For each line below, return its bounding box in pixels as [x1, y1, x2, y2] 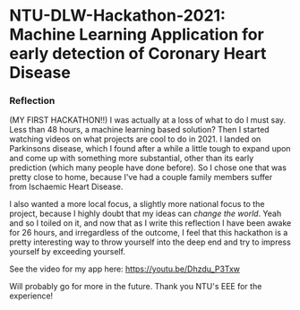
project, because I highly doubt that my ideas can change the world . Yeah [9, 208, 282, 220]
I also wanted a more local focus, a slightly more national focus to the [9, 199, 265, 210]
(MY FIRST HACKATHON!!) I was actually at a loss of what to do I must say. [9, 115, 287, 125]
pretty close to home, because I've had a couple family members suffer [9, 172, 273, 183]
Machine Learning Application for [9, 24, 264, 45]
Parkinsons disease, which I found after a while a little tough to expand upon [9, 143, 291, 154]
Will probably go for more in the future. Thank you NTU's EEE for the [9, 281, 262, 292]
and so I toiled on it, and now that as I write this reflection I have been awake [9, 218, 292, 228]
